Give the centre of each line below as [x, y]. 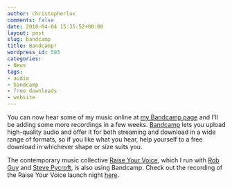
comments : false [30, 20]
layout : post [26, 33]
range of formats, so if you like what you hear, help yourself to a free [105, 139]
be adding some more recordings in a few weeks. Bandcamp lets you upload [117, 125]
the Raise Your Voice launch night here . [63, 175]
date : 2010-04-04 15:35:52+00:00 [55, 26]
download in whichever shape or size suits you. [75, 147]
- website [21, 98]
